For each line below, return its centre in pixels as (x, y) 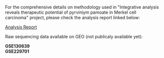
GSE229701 (17, 51)
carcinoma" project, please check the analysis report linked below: (72, 17)
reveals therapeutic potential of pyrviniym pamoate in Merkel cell (71, 12)
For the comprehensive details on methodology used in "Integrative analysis (82, 7)
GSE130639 (17, 46)
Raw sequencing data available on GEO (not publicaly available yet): (74, 37)
